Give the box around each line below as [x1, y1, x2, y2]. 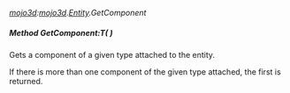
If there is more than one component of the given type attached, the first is [9, 66, 281, 77]
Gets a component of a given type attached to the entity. [9, 49, 215, 60]
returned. [9, 75, 43, 86]
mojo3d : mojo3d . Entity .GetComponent [9, 8, 147, 18]
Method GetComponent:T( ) [9, 27, 113, 38]
